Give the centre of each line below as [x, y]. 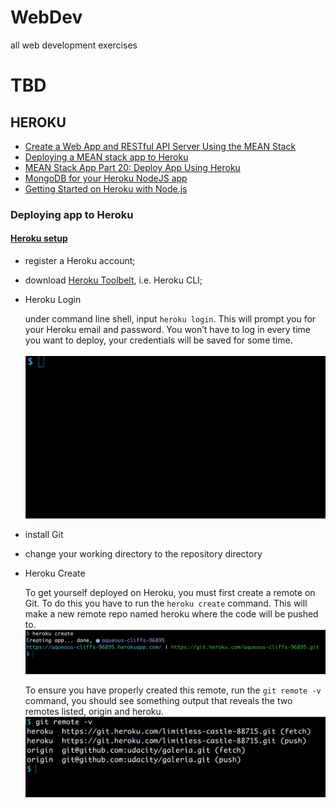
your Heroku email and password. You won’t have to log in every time [167, 330]
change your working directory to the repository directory [143, 553]
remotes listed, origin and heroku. [94, 711]
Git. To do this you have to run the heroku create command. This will [166, 603]
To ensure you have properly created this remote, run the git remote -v [173, 690]
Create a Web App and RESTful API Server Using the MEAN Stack [160, 146]
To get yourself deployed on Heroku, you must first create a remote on [170, 592]
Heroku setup [39, 238]
